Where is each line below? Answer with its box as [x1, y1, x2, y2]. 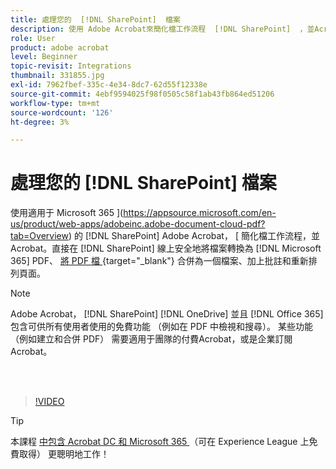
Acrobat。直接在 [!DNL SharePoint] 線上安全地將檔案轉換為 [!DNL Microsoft [10, 242, 322, 255]
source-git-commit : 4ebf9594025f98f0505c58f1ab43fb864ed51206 [10, 89, 275, 99]
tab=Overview [10, 230, 69, 242]
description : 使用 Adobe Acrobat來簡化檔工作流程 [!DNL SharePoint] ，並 [10, 24, 315, 34]
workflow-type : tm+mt [10, 98, 101, 108]
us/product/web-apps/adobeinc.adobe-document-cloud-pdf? [10, 218, 266, 230]
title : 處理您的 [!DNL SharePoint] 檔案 [10, 14, 181, 25]
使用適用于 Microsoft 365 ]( [10, 207, 124, 219]
